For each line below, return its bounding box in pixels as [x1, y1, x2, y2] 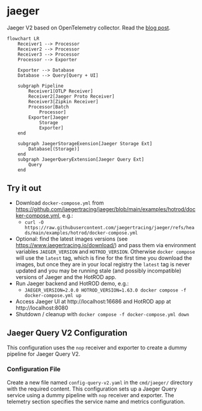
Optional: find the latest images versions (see [15, 235, 128, 242]
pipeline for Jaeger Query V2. [7, 350, 81, 358]
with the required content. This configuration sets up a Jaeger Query [7, 385, 177, 392]
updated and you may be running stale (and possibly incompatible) [15, 267, 182, 274]
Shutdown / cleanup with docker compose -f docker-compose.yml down [15, 310, 189, 317]
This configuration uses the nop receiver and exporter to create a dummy [7, 344, 187, 351]
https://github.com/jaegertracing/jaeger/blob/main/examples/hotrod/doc [15, 205, 196, 212]
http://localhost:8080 [15, 304, 69, 311]
